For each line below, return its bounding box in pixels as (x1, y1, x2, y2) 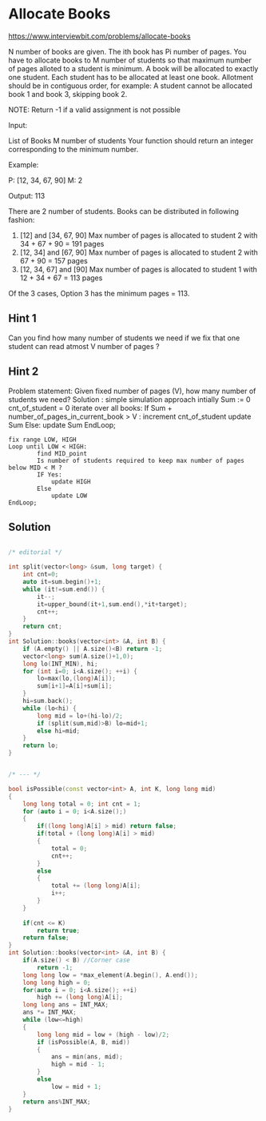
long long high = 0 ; (22, 978, 91, 986)
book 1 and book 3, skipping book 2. (8, 89, 128, 98)
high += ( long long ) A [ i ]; (37, 994, 124, 1002)
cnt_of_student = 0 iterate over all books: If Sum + (8, 403, 173, 412)
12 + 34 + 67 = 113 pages (19, 273, 103, 283)
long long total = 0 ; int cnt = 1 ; (22, 800, 141, 808)
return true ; (37, 926, 81, 934)
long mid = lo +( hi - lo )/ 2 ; (37, 712, 124, 720)
